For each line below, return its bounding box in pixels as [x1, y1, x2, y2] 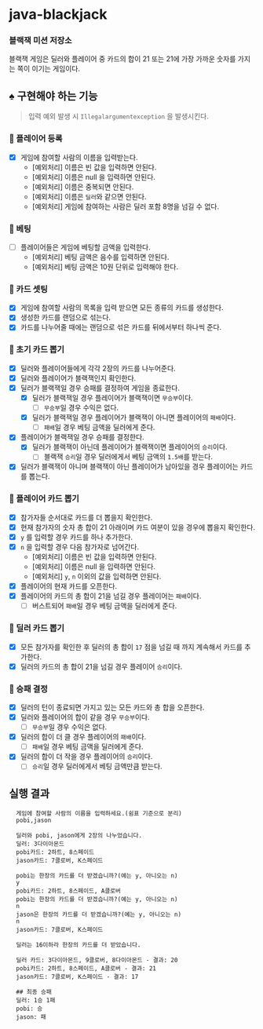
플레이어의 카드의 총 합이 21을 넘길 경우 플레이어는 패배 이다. [20, 591, 202, 601]
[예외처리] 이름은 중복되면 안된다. [31, 182, 134, 192]
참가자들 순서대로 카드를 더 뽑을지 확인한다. [20, 513, 153, 522]
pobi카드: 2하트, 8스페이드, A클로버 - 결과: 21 [16, 965, 156, 972]
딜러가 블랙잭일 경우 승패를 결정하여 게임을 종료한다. [20, 383, 180, 392]
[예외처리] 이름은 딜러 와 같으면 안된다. [31, 192, 147, 201]
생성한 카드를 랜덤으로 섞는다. [20, 312, 111, 323]
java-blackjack [9, 5, 108, 24]
